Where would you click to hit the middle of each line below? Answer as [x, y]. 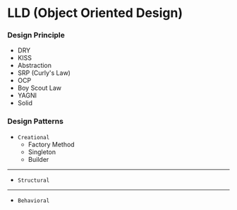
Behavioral [34, 200]
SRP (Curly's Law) [44, 73]
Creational [34, 137]
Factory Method [51, 144]
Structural [34, 180]
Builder [38, 159]
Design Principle [36, 35]
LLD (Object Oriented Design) [95, 13]
